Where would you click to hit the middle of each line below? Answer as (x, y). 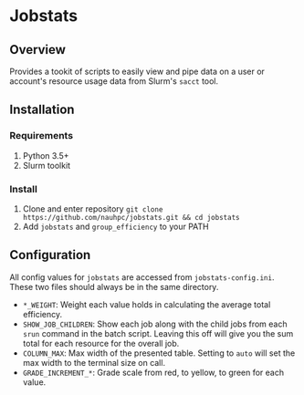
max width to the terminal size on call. (94, 362)
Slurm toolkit (47, 165)
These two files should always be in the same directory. (114, 286)
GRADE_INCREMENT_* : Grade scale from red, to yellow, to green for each (153, 372)
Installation (42, 110)
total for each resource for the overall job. (101, 343)
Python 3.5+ (46, 155)
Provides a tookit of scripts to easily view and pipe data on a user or (137, 71)
